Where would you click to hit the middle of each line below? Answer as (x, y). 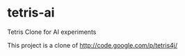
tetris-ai (31, 13)
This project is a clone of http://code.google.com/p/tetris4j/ (92, 45)
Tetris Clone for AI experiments (52, 32)
